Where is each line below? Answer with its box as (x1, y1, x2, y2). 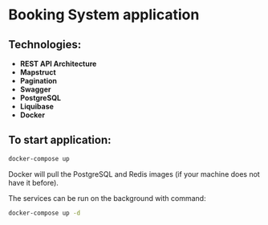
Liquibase (19, 102, 55, 111)
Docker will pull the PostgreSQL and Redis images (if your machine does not (8, 169, 261, 178)
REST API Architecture (19, 59, 97, 68)
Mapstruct (19, 67, 56, 77)
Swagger (19, 84, 51, 94)
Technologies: (8, 38, 82, 51)
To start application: (8, 133, 112, 147)
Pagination (19, 76, 58, 85)
